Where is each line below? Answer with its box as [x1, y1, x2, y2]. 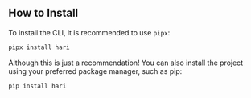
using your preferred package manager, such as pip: [8, 66, 183, 76]
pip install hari [8, 82, 67, 90]
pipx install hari [8, 43, 70, 51]
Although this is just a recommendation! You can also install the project [8, 58, 244, 67]
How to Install [8, 6, 79, 20]
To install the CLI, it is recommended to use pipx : [8, 27, 171, 37]
